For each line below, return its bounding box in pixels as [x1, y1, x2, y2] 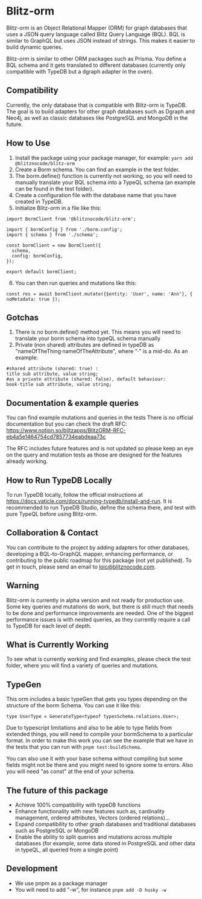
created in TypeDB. [14, 198, 63, 205]
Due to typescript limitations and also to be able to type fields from [6, 724, 172, 731]
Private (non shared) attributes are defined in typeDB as [14, 341, 154, 349]
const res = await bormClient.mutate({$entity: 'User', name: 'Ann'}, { [6, 291, 193, 297]
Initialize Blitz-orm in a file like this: [14, 204, 101, 212]
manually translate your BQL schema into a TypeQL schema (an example [14, 178, 196, 186]
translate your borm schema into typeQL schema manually [14, 335, 161, 342]
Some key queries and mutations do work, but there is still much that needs [6, 603, 194, 610]
